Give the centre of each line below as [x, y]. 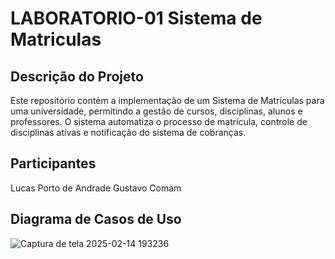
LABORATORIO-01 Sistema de [136, 18]
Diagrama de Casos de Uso [96, 219]
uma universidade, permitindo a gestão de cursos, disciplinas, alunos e [156, 111]
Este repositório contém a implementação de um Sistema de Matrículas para [167, 100]
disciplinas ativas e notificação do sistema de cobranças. [128, 132]
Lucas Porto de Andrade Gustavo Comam [96, 188]
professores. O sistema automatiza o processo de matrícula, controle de [159, 121]
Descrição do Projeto [77, 76]
